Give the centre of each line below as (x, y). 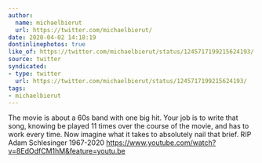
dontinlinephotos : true (47, 45)
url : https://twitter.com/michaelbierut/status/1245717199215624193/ (131, 81)
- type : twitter (35, 74)
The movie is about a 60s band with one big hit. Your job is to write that (123, 118)
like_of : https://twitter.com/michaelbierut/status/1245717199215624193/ (131, 52)
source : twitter (35, 60)
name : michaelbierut (49, 23)
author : (21, 15)
